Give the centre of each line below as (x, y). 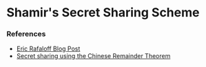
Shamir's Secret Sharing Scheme (103, 13)
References (26, 34)
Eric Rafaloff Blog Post (48, 49)
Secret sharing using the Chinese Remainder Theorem (93, 56)
